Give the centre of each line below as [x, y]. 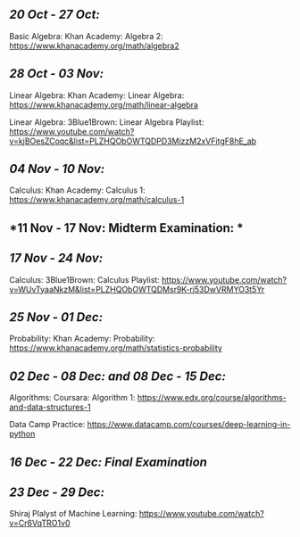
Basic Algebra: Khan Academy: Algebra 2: [86, 36]
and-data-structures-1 [50, 407]
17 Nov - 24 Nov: [56, 258]
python [22, 434]
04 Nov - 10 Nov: [57, 169]
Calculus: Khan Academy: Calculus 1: [77, 190]
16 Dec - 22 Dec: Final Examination [108, 462]
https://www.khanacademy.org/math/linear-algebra [104, 104]
